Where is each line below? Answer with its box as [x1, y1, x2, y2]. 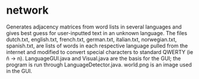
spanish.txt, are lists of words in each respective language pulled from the [6, 42, 188, 49]
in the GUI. [6, 67, 33, 74]
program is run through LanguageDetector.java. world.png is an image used [6, 61, 192, 68]
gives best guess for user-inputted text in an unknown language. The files [6, 29, 188, 36]
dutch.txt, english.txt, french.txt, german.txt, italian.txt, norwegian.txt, [6, 36, 177, 43]
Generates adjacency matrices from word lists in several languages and [6, 23, 182, 30]
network [6, 4, 49, 17]
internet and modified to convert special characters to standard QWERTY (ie [6, 48, 194, 55]
